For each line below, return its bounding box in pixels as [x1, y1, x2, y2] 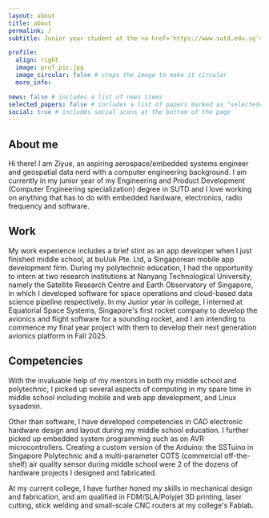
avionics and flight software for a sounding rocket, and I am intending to [8, 314, 246, 323]
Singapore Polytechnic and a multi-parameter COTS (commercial [8, 451, 223, 460]
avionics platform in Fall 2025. [8, 330, 108, 341]
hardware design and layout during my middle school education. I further [8, 425, 249, 435]
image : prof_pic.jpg [15, 63, 84, 72]
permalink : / [8, 26, 52, 34]
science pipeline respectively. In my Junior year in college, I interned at [8, 297, 243, 306]
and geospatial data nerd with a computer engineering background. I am [8, 168, 247, 177]
